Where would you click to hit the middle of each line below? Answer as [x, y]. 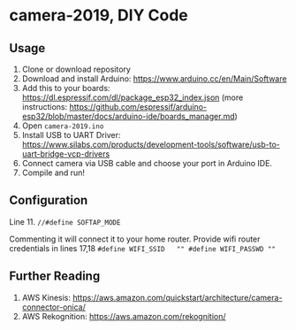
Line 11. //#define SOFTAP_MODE [65, 221]
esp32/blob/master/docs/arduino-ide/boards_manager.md [128, 116]
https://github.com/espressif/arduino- [138, 107]
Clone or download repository [76, 69]
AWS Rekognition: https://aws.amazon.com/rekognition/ [124, 316]
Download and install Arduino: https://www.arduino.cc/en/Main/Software [154, 79]
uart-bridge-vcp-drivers [66, 154]
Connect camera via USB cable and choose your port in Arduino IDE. [147, 163]
